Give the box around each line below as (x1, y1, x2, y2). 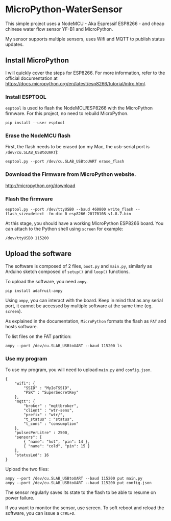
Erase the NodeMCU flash (5, 132, 71, 139)
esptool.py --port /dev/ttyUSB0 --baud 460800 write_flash (5, 207, 134, 212)
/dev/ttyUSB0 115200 (5, 235, 50, 241)
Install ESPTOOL (5, 93, 47, 100)
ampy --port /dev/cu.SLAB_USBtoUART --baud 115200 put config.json (5, 481, 152, 486)
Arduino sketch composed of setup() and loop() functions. (5, 268, 130, 275)
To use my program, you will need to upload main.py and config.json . (5, 367, 152, 373)
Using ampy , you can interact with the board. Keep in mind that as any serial (5, 297, 163, 303)
